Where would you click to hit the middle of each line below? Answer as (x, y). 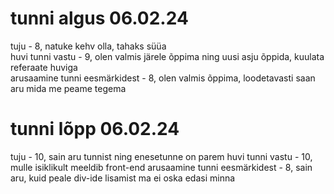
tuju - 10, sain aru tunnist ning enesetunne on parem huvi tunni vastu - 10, (161, 156)
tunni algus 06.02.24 (99, 18)
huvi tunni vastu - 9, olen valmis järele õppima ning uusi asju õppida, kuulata (167, 56)
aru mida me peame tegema (68, 88)
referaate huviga (44, 67)
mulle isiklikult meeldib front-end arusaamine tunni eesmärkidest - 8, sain (161, 167)
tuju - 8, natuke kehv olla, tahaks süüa (88, 46)
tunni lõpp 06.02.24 (95, 129)
